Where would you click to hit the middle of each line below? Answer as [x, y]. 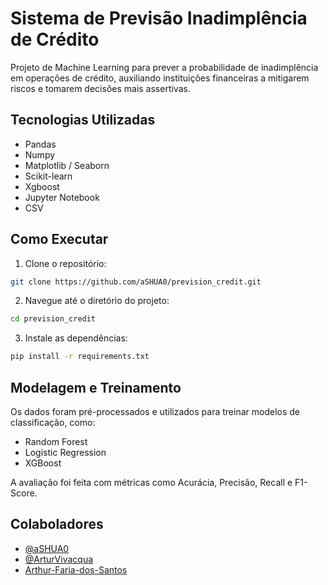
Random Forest [56, 441]
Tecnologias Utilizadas [83, 120]
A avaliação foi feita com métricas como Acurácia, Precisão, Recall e [151, 482]
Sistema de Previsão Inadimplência [159, 18]
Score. [24, 493]
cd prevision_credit [53, 319]
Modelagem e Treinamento [96, 387]
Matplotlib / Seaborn [67, 165]
